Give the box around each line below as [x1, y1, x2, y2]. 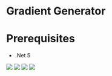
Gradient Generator [6, 4, 106, 18]
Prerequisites [6, 32, 76, 46]
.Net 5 [15, 52, 31, 59]
